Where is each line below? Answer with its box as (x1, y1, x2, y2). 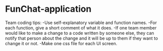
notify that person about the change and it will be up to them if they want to (5, 35, 159, 41)
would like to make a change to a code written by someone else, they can (5, 30, 154, 36)
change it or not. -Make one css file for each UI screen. (5, 40, 117, 46)
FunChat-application (5, 3, 92, 15)
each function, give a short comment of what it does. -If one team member (5, 25, 157, 30)
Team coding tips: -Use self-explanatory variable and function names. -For (5, 20, 157, 25)
